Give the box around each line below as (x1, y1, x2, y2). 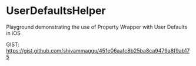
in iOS (6, 29, 21, 36)
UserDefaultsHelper (6, 4, 106, 18)
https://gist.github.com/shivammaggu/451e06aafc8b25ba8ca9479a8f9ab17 (6, 47, 190, 54)
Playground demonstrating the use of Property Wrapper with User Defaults (6, 23, 188, 30)
